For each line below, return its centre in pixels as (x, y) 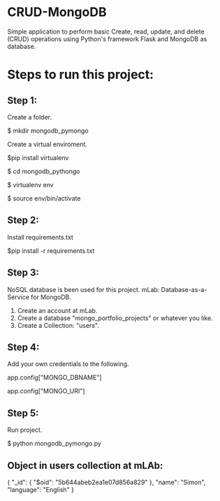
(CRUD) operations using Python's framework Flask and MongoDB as (107, 38)
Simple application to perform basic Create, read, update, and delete (106, 31)
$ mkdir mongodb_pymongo (48, 131)
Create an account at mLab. (57, 310)
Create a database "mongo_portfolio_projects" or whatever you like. (115, 318)
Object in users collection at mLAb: (85, 465)
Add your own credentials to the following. (68, 364)
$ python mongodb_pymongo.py (54, 444)
